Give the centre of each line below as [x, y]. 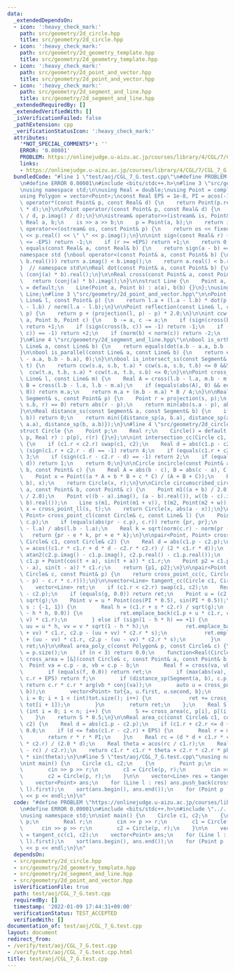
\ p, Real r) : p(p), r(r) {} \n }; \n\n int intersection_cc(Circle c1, [123, 437]
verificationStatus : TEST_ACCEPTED [65, 913]
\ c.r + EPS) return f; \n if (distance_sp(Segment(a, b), [117, 679]
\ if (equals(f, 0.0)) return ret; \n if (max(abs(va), [123, 672]
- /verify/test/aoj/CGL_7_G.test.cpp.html [70, 952]
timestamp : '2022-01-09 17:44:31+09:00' [73, 906]
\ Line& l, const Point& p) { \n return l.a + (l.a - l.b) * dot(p [123, 301]
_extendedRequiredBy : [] [50, 105]
